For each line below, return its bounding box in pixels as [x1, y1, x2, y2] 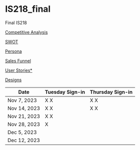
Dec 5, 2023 [7, 129, 37, 136]
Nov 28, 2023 [7, 120, 40, 127]
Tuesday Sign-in [45, 89, 85, 95]
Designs [5, 77, 22, 83]
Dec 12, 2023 [7, 137, 40, 144]
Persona [5, 48, 22, 54]
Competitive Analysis [5, 29, 48, 35]
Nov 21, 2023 [7, 113, 40, 120]
